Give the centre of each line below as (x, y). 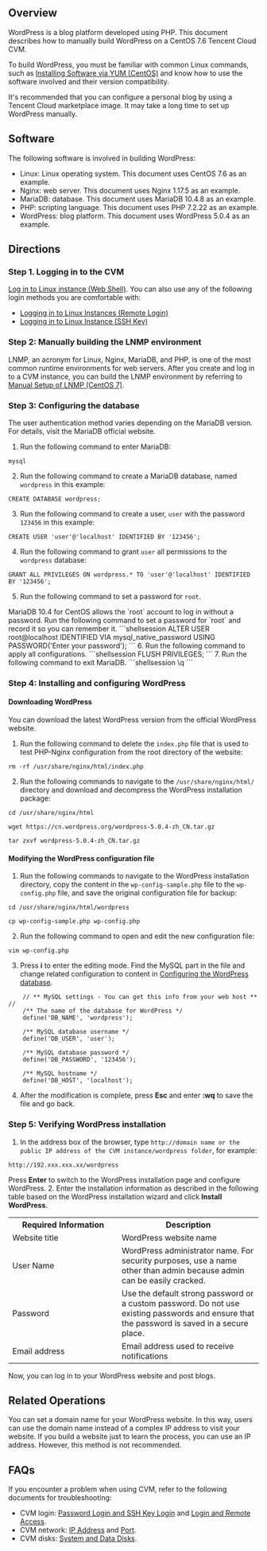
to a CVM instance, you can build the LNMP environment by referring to (126, 376)
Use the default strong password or (188, 1293)
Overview (33, 13)
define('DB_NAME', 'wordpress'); (78, 1018)
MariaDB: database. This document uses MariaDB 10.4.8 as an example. (137, 199)
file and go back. (47, 1104)
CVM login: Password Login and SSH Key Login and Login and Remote (135, 1513)
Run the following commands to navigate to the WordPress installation (134, 876)
